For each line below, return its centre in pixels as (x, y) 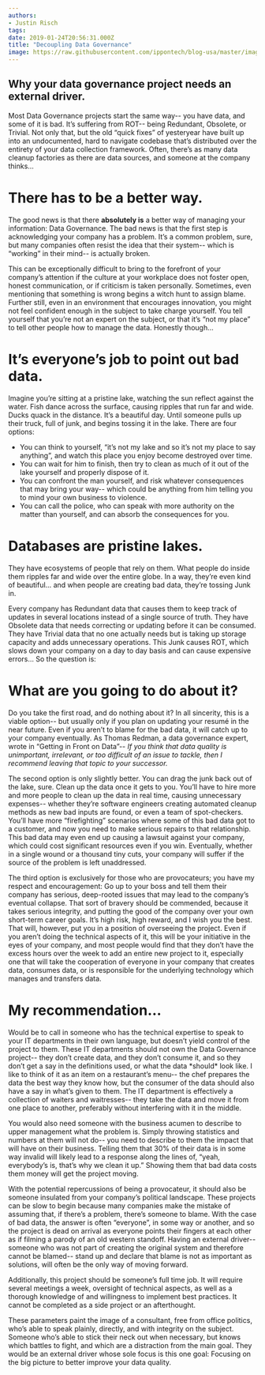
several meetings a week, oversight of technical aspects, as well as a (120, 1288)
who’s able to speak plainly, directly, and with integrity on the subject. (121, 1328)
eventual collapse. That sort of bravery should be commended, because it (128, 902)
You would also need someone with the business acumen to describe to (125, 1123)
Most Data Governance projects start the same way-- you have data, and (127, 115)
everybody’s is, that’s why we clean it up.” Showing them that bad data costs (132, 1165)
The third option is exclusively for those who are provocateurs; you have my (131, 877)
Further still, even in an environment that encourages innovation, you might (130, 302)
